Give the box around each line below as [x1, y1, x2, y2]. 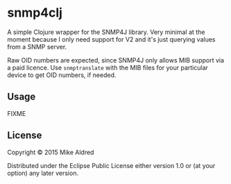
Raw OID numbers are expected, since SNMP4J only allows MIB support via [7, 56, 224, 64]
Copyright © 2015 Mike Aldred [7, 148, 94, 156]
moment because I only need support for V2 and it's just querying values [7, 35, 216, 43]
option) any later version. [7, 169, 78, 177]
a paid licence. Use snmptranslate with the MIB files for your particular [7, 63, 208, 72]
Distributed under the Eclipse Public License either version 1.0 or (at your [7, 161, 216, 169]
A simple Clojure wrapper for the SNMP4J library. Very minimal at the [7, 28, 205, 36]
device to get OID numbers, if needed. [7, 71, 117, 79]
